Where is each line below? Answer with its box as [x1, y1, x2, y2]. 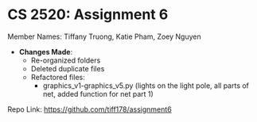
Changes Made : [18, 47, 73, 56]
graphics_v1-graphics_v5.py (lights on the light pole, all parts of [42, 81, 250, 90]
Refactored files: [30, 72, 85, 82]
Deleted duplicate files [30, 63, 105, 73]
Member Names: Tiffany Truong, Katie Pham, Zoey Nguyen [7, 32, 201, 41]
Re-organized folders [30, 55, 101, 65]
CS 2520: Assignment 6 [7, 6, 169, 24]
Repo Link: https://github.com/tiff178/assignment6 [7, 105, 172, 114]
